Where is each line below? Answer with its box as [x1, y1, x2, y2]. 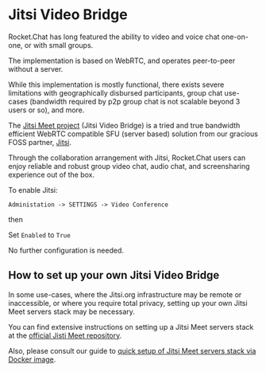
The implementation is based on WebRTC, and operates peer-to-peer [8, 56, 236, 65]
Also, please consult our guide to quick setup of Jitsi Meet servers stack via [8, 346, 256, 355]
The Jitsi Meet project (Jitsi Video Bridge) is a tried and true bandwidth [8, 120, 241, 130]
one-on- [221, 32, 249, 41]
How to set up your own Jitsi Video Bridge [8, 268, 220, 282]
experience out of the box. [8, 170, 95, 179]
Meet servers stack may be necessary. [8, 307, 135, 316]
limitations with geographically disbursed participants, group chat [8, 88, 223, 97]
